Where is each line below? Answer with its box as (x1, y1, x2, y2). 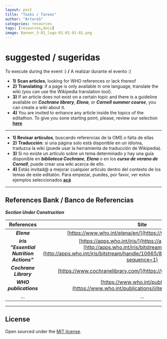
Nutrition (12, 250, 34, 257)
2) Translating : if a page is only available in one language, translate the (12, 83, 159, 89)
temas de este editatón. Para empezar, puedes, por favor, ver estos (12, 171, 151, 177)
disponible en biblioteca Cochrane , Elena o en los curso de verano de (12, 155, 158, 162)
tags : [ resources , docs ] (5, 26, 55, 31)
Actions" (12, 256, 34, 263)
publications (7, 285, 38, 292)
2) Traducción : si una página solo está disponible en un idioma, (12, 140, 143, 146)
